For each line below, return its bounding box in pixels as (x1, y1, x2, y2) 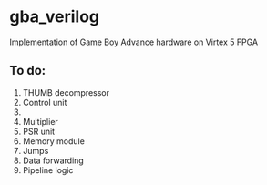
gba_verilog (9, 6, 100, 27)
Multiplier (22, 116, 59, 127)
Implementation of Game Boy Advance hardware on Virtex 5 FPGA (9, 36, 258, 47)
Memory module (22, 135, 85, 147)
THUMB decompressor (22, 87, 110, 98)
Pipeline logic (22, 164, 74, 175)
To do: (9, 63, 46, 78)
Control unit (22, 97, 67, 108)
